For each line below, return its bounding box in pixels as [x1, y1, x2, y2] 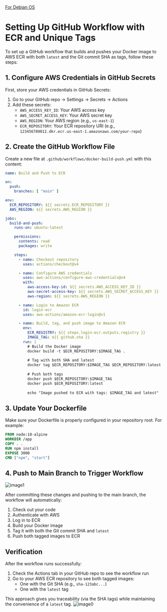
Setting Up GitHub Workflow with [5, 22, 145, 33]
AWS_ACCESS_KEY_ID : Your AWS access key [19, 107, 105, 113]
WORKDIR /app [5, 437, 32, 442]
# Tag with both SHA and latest [27, 358, 94, 363]
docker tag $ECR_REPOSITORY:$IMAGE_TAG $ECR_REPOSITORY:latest [27, 362, 162, 367]
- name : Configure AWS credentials [18, 270, 92, 275]
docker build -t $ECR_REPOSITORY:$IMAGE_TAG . [27, 349, 126, 353]
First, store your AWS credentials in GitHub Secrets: [5, 87, 111, 92]
